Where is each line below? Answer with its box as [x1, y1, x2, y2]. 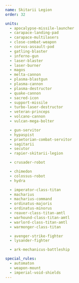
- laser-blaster [9, 58, 43, 63]
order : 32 [5, 12, 26, 17]
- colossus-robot [9, 173, 46, 178]
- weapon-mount [9, 265, 41, 270]
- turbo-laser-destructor [9, 104, 64, 110]
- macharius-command [9, 196, 52, 201]
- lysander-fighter [9, 238, 50, 243]
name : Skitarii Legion [5, 7, 52, 12]
